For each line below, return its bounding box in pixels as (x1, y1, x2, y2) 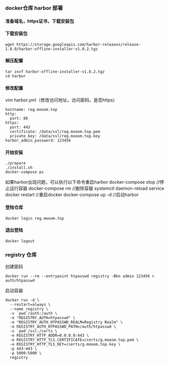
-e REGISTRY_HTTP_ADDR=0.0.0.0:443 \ (10, 333, 89, 338)
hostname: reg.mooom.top (5, 107, 58, 112)
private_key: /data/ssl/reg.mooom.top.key (10, 134, 100, 139)
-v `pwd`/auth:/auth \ (10, 311, 58, 316)
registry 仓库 (5, 251, 37, 258)
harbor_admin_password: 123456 (5, 138, 71, 143)
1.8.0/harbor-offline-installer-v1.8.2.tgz (5, 46, 98, 51)
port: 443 (10, 125, 30, 130)
